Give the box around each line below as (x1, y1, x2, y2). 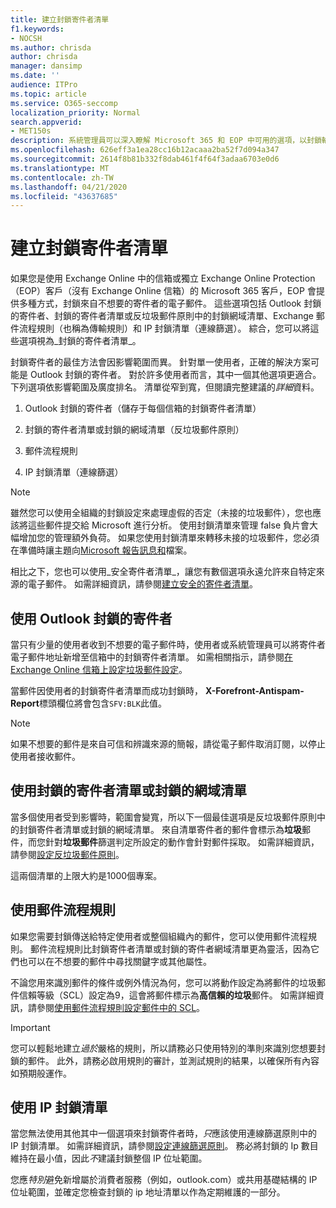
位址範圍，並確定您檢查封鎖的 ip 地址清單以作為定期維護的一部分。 (10, 1186, 286, 1198)
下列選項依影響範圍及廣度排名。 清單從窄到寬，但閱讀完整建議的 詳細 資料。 (10, 381, 320, 393)
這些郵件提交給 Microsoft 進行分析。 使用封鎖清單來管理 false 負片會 (27, 519, 310, 531)
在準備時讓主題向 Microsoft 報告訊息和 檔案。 (10, 544, 193, 556)
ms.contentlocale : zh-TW (10, 172, 114, 183)
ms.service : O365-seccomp (10, 98, 118, 108)
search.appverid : (10, 117, 83, 127)
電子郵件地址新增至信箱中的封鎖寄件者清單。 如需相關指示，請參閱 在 (10, 651, 293, 663)
